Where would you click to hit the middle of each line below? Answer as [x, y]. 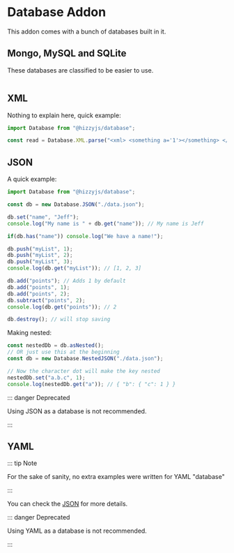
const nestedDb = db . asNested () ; [56, 346]
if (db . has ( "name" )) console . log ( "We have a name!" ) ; [85, 236]
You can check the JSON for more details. [68, 504]
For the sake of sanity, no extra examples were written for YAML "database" [116, 477]
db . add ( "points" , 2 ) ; [39, 294]
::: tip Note [22, 463]
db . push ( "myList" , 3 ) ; [40, 262]
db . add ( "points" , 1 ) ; [39, 287]
